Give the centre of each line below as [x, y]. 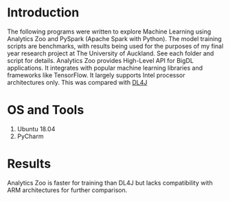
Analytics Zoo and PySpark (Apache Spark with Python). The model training [114, 38]
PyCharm [30, 136]
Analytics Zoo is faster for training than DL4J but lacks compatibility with [110, 183]
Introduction [43, 13]
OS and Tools [46, 110]
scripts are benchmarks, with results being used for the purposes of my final [115, 46]
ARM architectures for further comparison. [67, 190]
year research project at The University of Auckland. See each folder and [111, 53]
